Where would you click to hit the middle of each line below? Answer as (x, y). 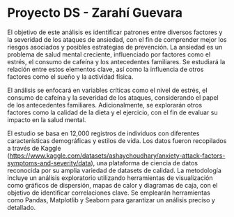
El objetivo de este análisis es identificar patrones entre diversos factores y (115, 32)
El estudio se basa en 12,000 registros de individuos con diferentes (103, 133)
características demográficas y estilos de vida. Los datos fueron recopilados (117, 140)
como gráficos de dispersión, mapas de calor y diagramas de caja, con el (112, 185)
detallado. (22, 207)
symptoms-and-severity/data (49, 163)
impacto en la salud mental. (47, 119)
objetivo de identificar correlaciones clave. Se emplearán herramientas (109, 193)
